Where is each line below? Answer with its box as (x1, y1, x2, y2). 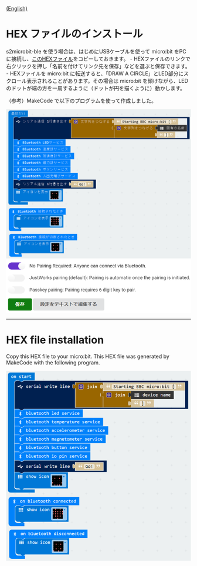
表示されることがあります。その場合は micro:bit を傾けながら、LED (26, 77, 189, 84)
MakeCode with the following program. (6, 359, 100, 366)
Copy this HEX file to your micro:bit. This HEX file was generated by (6, 353, 170, 360)
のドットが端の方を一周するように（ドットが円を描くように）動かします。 (6, 85, 186, 92)
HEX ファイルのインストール (6, 28, 143, 41)
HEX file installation (6, 333, 104, 347)
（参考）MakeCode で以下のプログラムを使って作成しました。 (6, 97, 157, 104)
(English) (6, 5, 28, 12)
